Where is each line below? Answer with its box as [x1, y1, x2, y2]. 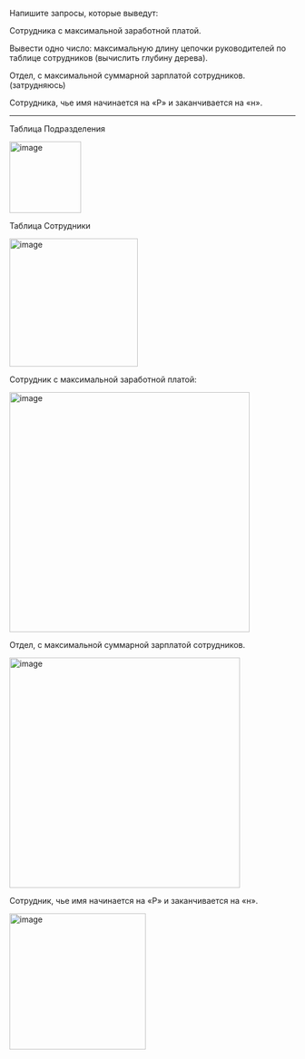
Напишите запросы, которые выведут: [9, 8, 159, 18]
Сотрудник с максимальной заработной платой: [9, 374, 197, 385]
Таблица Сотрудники [9, 221, 91, 230]
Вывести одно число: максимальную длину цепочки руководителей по [9, 43, 287, 54]
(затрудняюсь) [9, 80, 66, 90]
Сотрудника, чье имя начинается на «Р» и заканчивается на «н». [9, 97, 263, 108]
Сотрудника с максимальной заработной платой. [9, 25, 202, 35]
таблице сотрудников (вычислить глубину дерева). [9, 53, 209, 63]
